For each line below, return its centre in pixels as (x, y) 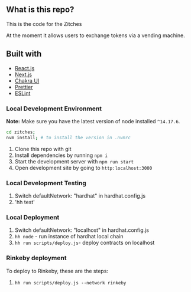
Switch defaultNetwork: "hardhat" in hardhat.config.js (80, 196)
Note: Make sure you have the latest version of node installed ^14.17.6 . (93, 121)
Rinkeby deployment (36, 258)
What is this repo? (40, 10)
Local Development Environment (54, 109)
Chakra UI (27, 81)
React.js (25, 68)
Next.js (23, 74)
